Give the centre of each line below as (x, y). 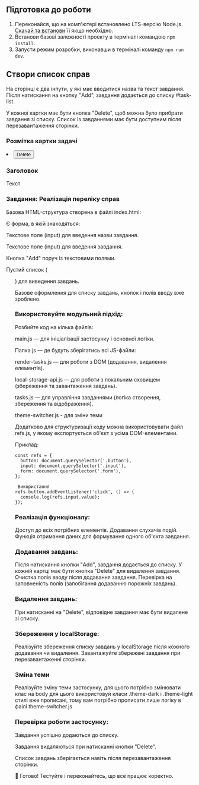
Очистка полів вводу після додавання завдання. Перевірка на (93, 577)
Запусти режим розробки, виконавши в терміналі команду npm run (99, 49)
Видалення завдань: (46, 599)
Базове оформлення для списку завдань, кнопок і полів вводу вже (99, 292)
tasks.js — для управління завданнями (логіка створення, (88, 397)
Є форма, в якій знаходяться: (43, 223)
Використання (33, 487)
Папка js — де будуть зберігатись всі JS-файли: (75, 350)
